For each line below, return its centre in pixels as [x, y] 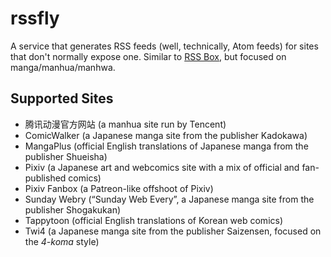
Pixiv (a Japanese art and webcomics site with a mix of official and [162, 167]
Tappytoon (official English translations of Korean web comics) [154, 220]
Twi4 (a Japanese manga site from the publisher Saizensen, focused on [173, 231]
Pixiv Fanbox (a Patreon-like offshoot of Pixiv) [119, 188]
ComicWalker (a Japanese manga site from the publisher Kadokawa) [166, 135]
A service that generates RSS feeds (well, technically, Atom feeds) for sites [164, 46]
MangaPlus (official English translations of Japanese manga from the [166, 146]
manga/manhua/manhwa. [63, 67]
